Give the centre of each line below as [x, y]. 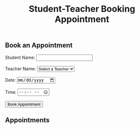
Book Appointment [24, 104]
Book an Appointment [39, 46]
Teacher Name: [20, 69]
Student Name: [20, 57]
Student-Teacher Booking [82, 9]
